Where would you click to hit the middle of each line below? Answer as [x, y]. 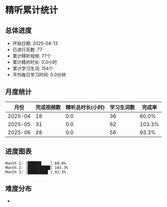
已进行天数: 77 [27, 50]
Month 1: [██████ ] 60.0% [36, 163]
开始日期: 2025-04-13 [35, 43]
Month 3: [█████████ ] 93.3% [36, 172]
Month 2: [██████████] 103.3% [37, 168]
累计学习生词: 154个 [33, 68]
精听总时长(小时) [85, 107]
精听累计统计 [32, 10]
